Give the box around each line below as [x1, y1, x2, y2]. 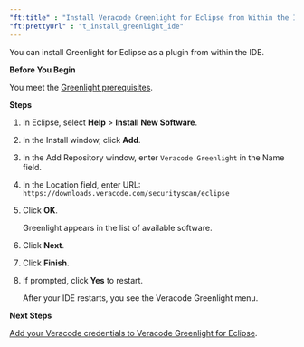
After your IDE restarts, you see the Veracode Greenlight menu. [22, 292, 259, 304]
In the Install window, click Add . [22, 134, 141, 145]
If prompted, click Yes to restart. [22, 275, 143, 285]
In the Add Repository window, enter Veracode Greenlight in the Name [22, 151, 285, 163]
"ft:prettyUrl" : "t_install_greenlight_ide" [9, 22, 184, 31]
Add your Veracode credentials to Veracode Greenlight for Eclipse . [9, 327, 258, 338]
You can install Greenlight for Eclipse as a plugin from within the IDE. [9, 46, 265, 57]
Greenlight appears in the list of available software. [22, 222, 213, 233]
